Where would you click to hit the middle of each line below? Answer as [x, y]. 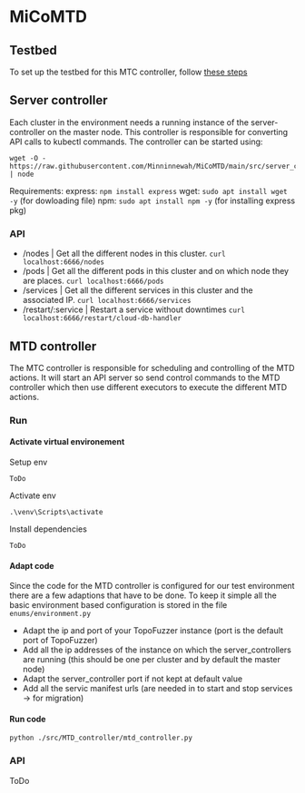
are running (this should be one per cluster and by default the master [152, 660]
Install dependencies [49, 529]
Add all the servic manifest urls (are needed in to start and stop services [157, 689]
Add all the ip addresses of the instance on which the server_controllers [157, 650]
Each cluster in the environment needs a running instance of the [129, 122]
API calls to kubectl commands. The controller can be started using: [136, 142]
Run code [28, 719]
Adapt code [32, 565]
